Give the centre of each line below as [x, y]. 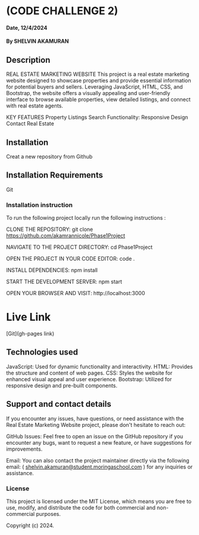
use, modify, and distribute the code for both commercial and [81, 507]
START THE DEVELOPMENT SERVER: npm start [64, 282]
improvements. [24, 449]
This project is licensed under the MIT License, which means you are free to [99, 501]
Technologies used [42, 352]
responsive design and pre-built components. [62, 385]
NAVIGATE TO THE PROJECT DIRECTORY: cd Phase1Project [79, 247]
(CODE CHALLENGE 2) [62, 11]
